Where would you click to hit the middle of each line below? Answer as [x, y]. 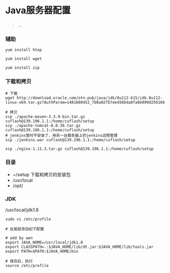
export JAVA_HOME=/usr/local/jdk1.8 [44, 242]
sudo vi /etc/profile [28, 220]
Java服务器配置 [38, 10]
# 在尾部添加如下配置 [25, 229]
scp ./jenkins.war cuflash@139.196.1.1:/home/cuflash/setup [70, 140]
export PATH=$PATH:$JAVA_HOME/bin [42, 252]
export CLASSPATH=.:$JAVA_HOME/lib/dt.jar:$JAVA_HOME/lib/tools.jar [79, 247]
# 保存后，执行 [19, 261]
